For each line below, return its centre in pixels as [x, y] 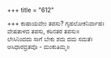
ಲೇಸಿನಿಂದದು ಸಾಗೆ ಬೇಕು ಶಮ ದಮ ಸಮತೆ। [50, 39]
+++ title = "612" [30, 10]
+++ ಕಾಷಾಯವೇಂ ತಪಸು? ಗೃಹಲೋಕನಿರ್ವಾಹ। [56, 23]
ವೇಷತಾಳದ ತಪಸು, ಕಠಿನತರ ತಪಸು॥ [44, 31]
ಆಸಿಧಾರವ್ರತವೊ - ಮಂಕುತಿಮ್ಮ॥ [39, 47]
